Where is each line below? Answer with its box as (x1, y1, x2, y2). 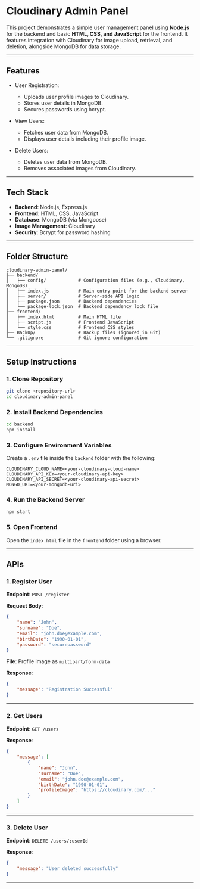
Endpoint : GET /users (6, 725, 59, 732)
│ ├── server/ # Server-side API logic (6, 293, 140, 299)
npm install (6, 427, 36, 433)
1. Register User (6, 577, 52, 585)
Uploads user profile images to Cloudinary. (23, 93, 129, 100)
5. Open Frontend (6, 523, 58, 531)
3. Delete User (6, 823, 48, 832)
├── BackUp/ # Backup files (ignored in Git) (6, 330, 161, 336)
